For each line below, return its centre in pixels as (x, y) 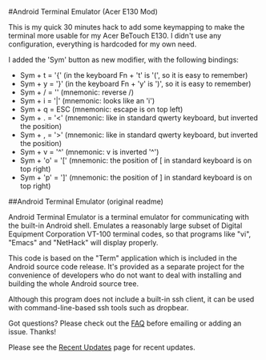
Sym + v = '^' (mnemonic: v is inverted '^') (89, 152)
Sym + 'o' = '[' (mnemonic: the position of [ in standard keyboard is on (136, 160)
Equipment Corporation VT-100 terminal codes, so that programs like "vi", (130, 234)
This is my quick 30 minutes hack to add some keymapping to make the (127, 27)
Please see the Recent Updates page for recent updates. (102, 347)
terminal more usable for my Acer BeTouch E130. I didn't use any (115, 36)
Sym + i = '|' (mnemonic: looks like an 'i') (87, 101)
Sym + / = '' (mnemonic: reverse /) (77, 92)
